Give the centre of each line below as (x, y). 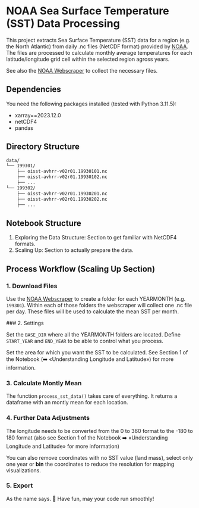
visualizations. (24, 470)
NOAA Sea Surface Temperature (88, 11)
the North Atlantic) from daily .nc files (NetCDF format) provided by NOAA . (97, 46)
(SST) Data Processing (63, 24)
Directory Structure (43, 147)
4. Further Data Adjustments (48, 418)
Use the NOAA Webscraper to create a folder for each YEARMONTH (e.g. (96, 298)
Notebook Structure (44, 223)
